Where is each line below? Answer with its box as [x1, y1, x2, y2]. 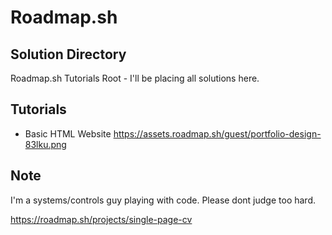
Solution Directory [10, 46, 127, 63]
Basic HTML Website [24, 127, 112, 140]
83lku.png [24, 138, 67, 150]
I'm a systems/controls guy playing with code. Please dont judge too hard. [10, 194, 317, 206]
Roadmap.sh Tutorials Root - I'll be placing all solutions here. [10, 72, 260, 84]
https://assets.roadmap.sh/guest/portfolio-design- [113, 127, 322, 140]
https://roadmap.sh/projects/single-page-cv [10, 213, 193, 225]
